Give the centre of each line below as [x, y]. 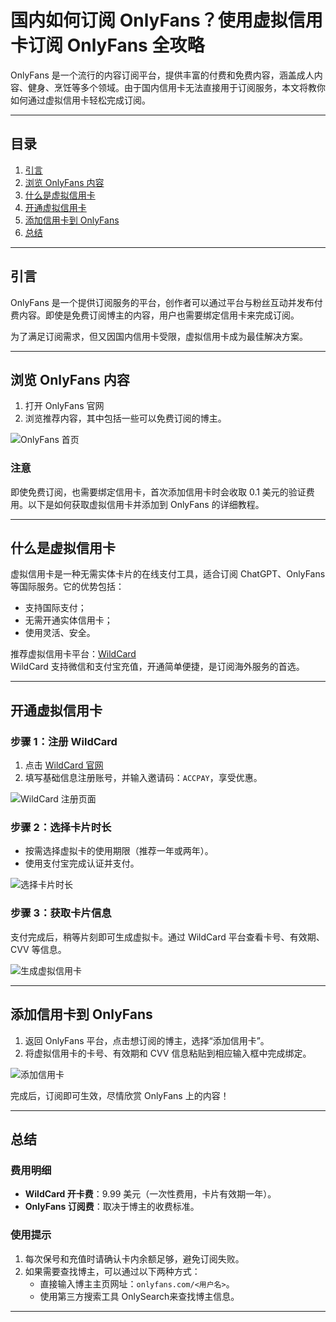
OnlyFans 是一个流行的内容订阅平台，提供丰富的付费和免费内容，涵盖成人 [162, 75]
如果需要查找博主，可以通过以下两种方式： [112, 1271]
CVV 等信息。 [38, 949]
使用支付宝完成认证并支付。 [82, 863]
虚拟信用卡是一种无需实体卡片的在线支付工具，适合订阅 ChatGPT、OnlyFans [168, 574]
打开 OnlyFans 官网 [64, 406]
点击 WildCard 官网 [64, 765]
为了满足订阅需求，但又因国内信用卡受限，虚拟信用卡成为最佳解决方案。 [159, 336]
